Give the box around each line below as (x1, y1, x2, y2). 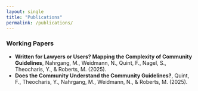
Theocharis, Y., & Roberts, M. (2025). (14, 65, 107, 73)
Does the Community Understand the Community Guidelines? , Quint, (14, 72, 190, 79)
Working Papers (6, 39, 54, 48)
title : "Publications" (6, 14, 63, 20)
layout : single (6, 8, 44, 15)
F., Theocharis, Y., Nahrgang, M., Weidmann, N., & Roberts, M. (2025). (14, 78, 188, 85)
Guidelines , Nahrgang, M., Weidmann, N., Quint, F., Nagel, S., (14, 59, 167, 66)
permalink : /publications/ (6, 20, 73, 26)
